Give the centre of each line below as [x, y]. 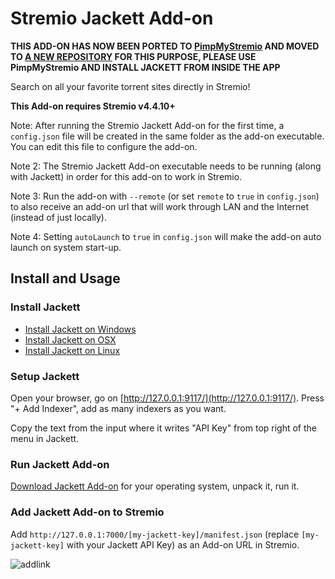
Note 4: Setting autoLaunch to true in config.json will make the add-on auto [166, 236]
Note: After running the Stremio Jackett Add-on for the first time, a [147, 125]
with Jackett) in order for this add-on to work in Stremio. [126, 176]
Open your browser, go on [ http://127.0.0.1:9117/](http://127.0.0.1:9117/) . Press [167, 398]
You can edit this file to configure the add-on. [104, 146]
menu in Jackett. [45, 438]
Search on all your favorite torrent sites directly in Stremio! [130, 86]
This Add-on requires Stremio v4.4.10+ [93, 106]
